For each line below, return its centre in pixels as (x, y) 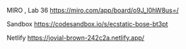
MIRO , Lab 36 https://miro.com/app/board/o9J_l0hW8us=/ (93, 10)
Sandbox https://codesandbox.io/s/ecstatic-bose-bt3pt (87, 24)
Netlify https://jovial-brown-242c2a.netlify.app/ (76, 38)
